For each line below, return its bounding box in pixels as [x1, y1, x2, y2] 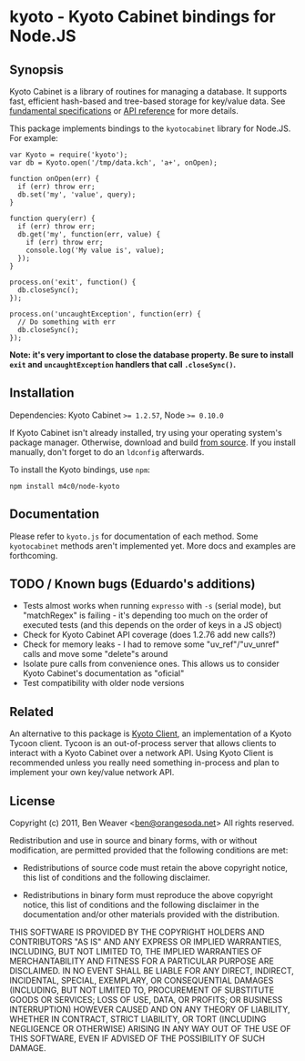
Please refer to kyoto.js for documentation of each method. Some [9, 530, 259, 541]
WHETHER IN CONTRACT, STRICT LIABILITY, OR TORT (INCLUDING [9, 1014, 267, 1025]
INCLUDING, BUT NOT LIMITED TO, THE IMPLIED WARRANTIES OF [9, 946, 262, 957]
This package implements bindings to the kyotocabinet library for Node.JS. [9, 123, 291, 134]
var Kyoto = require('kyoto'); [9, 150, 128, 159]
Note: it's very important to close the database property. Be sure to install [9, 349, 294, 360]
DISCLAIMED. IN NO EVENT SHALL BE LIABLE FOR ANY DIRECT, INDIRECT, [9, 965, 294, 976]
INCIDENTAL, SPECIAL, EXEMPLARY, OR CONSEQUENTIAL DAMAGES [9, 975, 274, 986]
